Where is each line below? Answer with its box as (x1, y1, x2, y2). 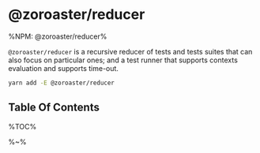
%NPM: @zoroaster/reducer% (8, 32, 107, 41)
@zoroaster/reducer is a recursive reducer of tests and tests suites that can (8, 47, 253, 56)
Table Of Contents (8, 101, 100, 114)
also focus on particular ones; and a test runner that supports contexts (8, 55, 239, 65)
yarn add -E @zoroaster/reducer (8, 79, 115, 87)
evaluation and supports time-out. (8, 63, 119, 73)
